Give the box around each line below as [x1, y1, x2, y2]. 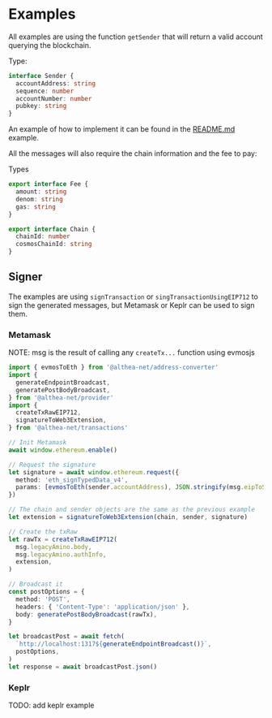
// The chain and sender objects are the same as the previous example [8, 505, 255, 514]
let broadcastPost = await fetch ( [8, 633, 125, 641]
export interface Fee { [8, 180, 89, 188]
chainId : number [15, 232, 70, 240]
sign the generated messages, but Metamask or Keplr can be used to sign [8, 300, 255, 309]
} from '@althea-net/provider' [8, 393, 114, 402]
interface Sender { [8, 71, 74, 80]
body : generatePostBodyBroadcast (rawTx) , [15, 610, 158, 618]
